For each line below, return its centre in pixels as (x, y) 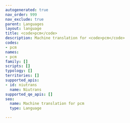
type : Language (26, 108)
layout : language (23, 29)
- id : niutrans (21, 85)
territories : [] (22, 76)
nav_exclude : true (24, 19)
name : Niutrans (26, 89)
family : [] (17, 61)
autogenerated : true (27, 10)
